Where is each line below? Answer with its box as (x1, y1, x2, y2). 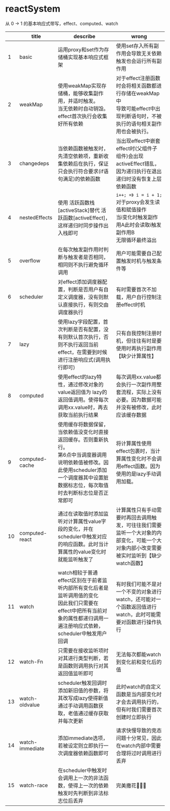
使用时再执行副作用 (116, 345, 162, 352)
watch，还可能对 (116, 596, 156, 603)
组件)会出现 (116, 153, 144, 160)
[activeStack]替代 (58, 207, 100, 214)
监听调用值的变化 (58, 592, 99, 599)
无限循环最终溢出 (116, 236, 157, 243)
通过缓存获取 (78, 710, 109, 717)
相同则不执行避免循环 (58, 261, 109, 268)
